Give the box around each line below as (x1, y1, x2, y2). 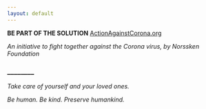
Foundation (7, 49, 40, 58)
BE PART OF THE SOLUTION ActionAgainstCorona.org (7, 29, 162, 37)
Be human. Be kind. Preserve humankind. (7, 95, 125, 104)
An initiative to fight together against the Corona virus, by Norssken (7, 42, 200, 50)
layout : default (7, 10, 54, 17)
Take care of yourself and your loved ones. (7, 82, 130, 90)
